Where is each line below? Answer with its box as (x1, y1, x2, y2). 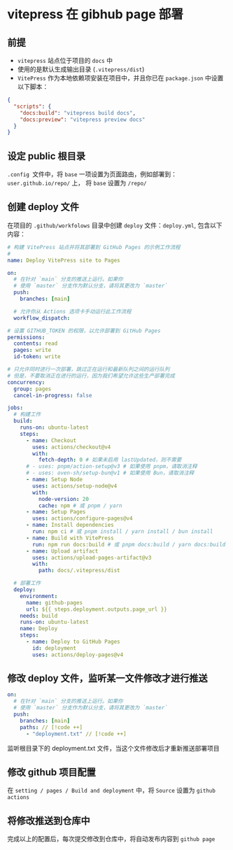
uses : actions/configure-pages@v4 (32, 515, 133, 522)
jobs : (7, 404, 23, 411)
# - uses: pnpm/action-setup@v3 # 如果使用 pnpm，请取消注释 (25, 463, 197, 470)
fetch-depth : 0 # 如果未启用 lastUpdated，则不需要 (38, 456, 182, 464)
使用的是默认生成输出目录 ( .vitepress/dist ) (17, 65, 145, 73)
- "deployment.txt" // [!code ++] (25, 730, 127, 737)
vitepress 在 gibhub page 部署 (7, 6, 183, 22)
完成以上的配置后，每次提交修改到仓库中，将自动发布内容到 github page (7, 835, 216, 843)
